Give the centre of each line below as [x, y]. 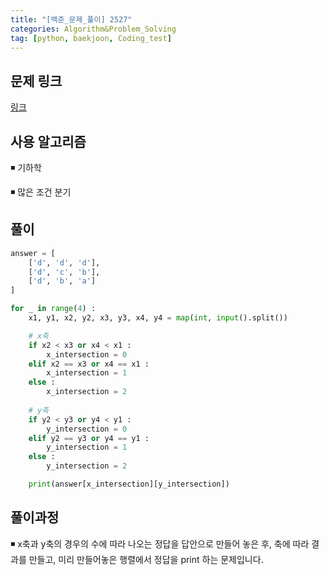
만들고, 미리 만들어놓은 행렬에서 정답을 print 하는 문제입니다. [146, 559]
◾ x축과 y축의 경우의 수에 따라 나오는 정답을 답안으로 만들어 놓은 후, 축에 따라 [160, 543]
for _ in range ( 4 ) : [53, 309]
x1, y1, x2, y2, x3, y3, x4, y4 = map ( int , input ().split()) [158, 318]
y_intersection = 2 [87, 466]
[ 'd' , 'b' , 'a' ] [62, 281]
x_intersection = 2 [87, 392]
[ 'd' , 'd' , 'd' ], [64, 262]
